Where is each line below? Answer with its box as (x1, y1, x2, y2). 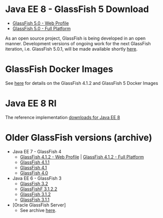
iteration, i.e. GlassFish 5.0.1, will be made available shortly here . (5, 46, 138, 52)
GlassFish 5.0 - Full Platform (12, 25, 71, 31)
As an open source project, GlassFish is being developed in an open (5, 35, 146, 41)
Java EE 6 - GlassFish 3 (12, 175, 62, 181)
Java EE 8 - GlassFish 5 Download (5, 4, 149, 15)
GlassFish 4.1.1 (20, 159, 50, 165)
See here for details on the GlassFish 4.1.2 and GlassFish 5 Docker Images (5, 80, 158, 86)
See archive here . (20, 207, 57, 213)
